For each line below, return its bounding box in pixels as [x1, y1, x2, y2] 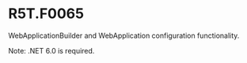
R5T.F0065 [8, 5, 85, 23]
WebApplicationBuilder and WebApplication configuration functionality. [8, 31, 240, 40]
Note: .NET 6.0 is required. [8, 46, 95, 55]
